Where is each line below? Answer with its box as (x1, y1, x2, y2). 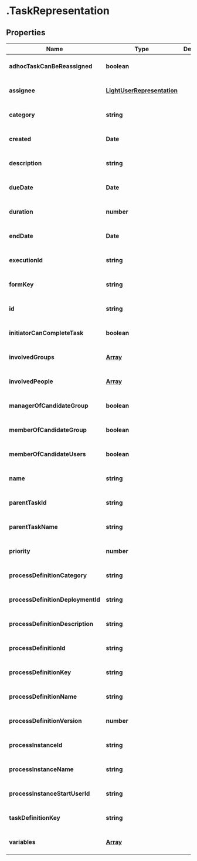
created (9, 135, 31, 143)
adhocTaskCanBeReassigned (9, 62, 93, 70)
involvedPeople (9, 377, 54, 386)
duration (9, 207, 33, 216)
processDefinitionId (9, 644, 66, 652)
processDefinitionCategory (9, 571, 87, 579)
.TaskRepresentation (6, 4, 110, 18)
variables (9, 838, 36, 846)
